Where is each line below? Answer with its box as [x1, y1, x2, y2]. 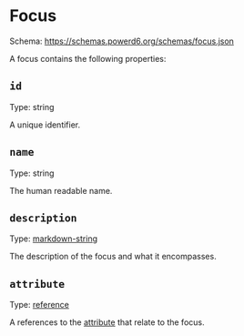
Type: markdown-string [9, 233, 98, 244]
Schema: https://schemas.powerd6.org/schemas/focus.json [9, 36, 235, 46]
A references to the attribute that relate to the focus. [9, 317, 205, 328]
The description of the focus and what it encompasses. [9, 251, 217, 262]
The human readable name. [9, 185, 113, 196]
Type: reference [9, 300, 70, 311]
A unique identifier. [9, 119, 81, 130]
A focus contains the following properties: [9, 53, 167, 64]
